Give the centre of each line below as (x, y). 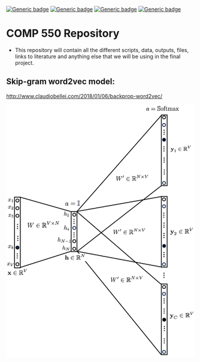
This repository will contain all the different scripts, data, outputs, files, (102, 50)
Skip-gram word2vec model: (61, 82)
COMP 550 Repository (63, 34)
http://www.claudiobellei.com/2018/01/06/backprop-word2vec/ (84, 96)
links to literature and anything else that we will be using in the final (98, 56)
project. (24, 62)
